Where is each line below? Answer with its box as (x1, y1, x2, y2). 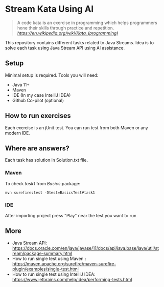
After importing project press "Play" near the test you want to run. (5, 212, 138, 218)
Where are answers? (5, 144, 70, 152)
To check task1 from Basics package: (5, 180, 81, 186)
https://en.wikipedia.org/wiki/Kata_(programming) (17, 30, 118, 36)
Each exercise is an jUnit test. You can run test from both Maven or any (5, 124, 148, 131)
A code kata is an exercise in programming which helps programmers (17, 20, 158, 26)
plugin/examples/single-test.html (12, 266, 79, 272)
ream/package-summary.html (12, 250, 72, 256)
